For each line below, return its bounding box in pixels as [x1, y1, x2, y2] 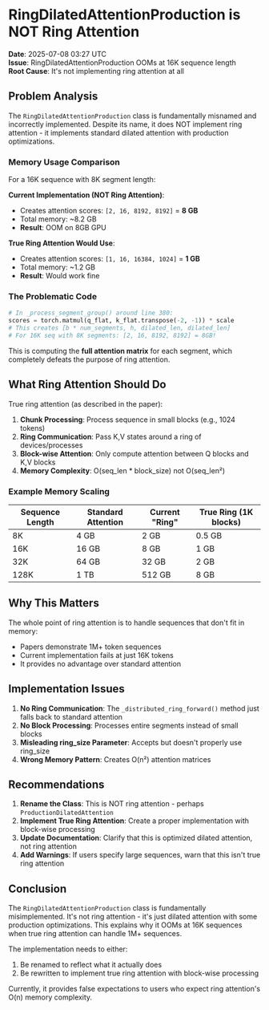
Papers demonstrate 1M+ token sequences [19, 642, 162, 651]
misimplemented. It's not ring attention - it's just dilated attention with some [8, 912, 258, 922]
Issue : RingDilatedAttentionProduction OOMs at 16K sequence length [8, 58, 236, 67]
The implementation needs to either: [8, 944, 128, 954]
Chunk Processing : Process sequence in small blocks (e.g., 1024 [19, 415, 236, 424]
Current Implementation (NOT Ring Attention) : [8, 190, 165, 200]
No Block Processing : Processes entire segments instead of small [19, 720, 239, 730]
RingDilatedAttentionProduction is [8, 6, 241, 24]
